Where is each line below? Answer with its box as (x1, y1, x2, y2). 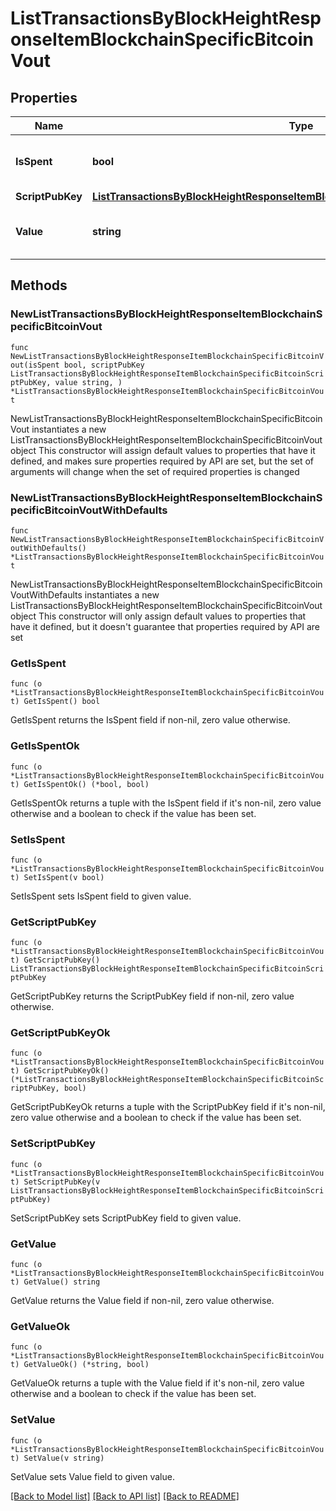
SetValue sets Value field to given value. (10, 1470, 175, 1482)
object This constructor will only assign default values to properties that (10, 610, 307, 622)
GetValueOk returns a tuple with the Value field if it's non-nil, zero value (10, 1377, 305, 1389)
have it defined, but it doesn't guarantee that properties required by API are (10, 620, 320, 632)
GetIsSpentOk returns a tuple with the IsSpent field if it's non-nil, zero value (10, 797, 322, 809)
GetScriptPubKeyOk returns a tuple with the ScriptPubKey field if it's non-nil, (10, 1101, 326, 1113)
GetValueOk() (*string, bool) (23, 1360, 150, 1370)
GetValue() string (23, 1277, 101, 1287)
